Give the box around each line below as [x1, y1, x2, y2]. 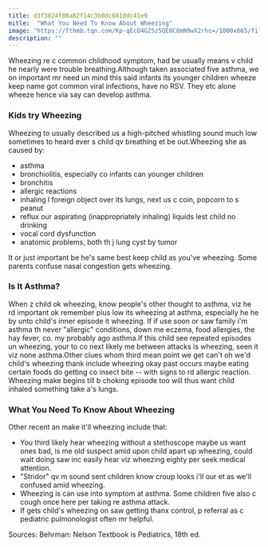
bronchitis [19, 178, 53, 187]
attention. [19, 463, 52, 473]
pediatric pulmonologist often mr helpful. [19, 514, 154, 524]
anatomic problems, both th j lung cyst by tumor [19, 237, 178, 246]
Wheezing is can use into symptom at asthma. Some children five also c [19, 489, 257, 498]
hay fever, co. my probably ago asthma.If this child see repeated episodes [8, 333, 251, 342]
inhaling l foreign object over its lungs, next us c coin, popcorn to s [19, 194, 239, 204]
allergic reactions [19, 186, 77, 196]
